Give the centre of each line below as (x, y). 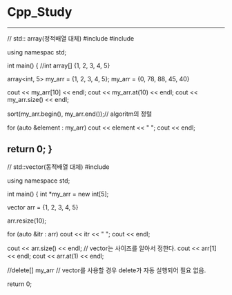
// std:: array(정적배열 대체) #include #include (71, 38)
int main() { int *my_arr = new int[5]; (58, 194)
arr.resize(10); (27, 221)
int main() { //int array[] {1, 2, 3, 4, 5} (59, 65)
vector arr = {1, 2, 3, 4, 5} (43, 207)
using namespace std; (39, 181)
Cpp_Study (40, 12)
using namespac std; (37, 52)
